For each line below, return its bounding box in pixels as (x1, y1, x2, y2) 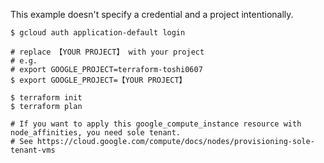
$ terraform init (10, 93, 83, 103)
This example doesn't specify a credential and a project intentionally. (10, 9, 294, 20)
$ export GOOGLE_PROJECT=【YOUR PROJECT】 (10, 75, 187, 85)
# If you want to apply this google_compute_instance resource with (10, 119, 302, 129)
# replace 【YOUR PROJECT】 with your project (10, 47, 205, 57)
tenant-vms (10, 145, 56, 155)
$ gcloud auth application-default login (10, 28, 186, 38)
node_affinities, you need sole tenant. (10, 128, 182, 138)
